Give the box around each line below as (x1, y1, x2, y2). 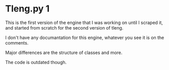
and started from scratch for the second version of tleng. (5, 24, 124, 30)
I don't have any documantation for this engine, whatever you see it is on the (5, 34, 164, 40)
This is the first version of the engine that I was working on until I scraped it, (5, 19, 163, 25)
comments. (5, 39, 29, 45)
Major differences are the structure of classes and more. (5, 49, 123, 55)
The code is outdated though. (5, 59, 67, 65)
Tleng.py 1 (5, 3, 50, 14)
